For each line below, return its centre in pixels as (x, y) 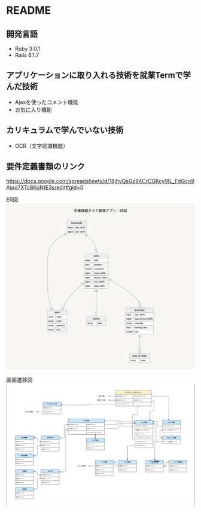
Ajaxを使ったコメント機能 (47, 102)
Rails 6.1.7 (27, 55)
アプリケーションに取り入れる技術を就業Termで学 (99, 75)
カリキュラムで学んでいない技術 (65, 130)
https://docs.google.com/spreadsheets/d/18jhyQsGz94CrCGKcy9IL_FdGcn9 (100, 181)
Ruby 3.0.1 (28, 49)
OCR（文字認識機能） (42, 146)
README (29, 10)
